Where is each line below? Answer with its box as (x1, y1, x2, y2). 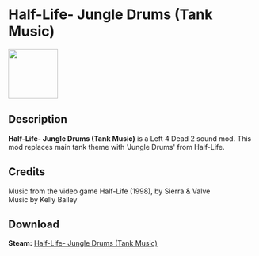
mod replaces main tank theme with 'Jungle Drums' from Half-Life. (8, 142, 225, 151)
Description (8, 113, 67, 126)
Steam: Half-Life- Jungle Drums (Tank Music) (8, 239, 158, 248)
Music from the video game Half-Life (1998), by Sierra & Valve (8, 186, 211, 196)
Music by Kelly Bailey (8, 194, 78, 204)
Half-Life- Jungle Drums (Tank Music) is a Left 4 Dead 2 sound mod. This (8, 133, 252, 143)
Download (8, 217, 59, 231)
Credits (8, 165, 46, 179)
